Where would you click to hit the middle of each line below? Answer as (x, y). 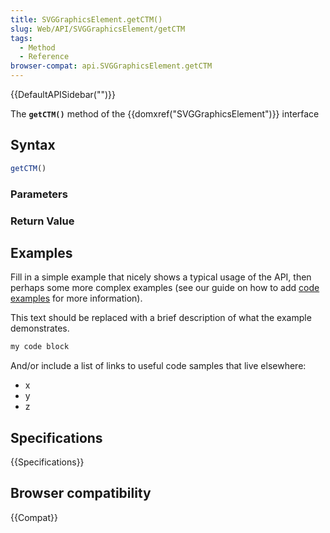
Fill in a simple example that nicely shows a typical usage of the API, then (161, 277)
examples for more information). (76, 298)
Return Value (42, 221)
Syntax (33, 145)
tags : (21, 38)
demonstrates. (40, 328)
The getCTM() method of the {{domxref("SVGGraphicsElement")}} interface (165, 114)
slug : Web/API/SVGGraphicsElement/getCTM (98, 29)
